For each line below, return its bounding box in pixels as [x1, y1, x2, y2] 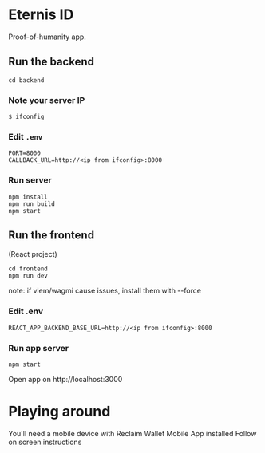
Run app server [8, 342, 69, 353]
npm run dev [8, 272, 48, 280]
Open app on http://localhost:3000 [8, 375, 123, 384]
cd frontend [8, 265, 48, 273]
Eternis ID [8, 6, 74, 24]
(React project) [8, 250, 57, 259]
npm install [8, 193, 48, 201]
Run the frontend [8, 229, 94, 242]
